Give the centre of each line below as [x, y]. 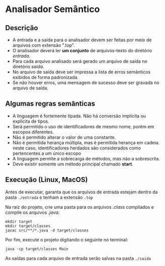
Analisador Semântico [53, 9]
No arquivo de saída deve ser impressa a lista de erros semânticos [81, 72]
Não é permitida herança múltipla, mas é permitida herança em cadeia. [86, 142]
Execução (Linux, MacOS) [47, 180]
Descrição [22, 28]
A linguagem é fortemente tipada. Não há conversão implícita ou [79, 116]
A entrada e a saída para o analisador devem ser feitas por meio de [82, 40]
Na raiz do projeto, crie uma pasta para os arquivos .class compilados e [80, 207]
